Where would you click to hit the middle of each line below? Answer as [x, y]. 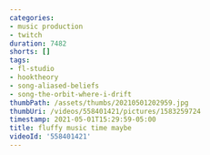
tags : [20, 60]
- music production [46, 26]
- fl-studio [32, 69]
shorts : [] [30, 52]
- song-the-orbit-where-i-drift [70, 94]
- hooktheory [34, 77]
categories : [32, 18]
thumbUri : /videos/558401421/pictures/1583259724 [105, 111]
